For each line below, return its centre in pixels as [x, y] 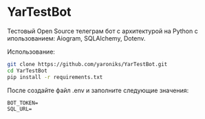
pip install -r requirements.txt [55, 77]
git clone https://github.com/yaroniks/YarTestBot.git [87, 64]
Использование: [31, 52]
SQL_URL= [20, 109]
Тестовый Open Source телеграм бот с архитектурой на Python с [102, 31]
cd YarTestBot [28, 71]
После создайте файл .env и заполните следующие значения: [98, 90]
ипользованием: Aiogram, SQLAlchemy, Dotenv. [76, 38]
